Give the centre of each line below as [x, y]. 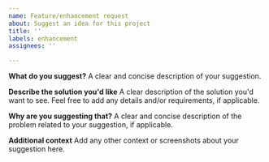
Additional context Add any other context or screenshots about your [124, 141]
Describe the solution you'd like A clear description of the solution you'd [131, 92]
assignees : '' [33, 46]
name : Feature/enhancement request [69, 16]
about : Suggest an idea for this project [80, 23]
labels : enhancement [43, 38]
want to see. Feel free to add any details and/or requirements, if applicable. [134, 100]
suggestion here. [37, 149]
